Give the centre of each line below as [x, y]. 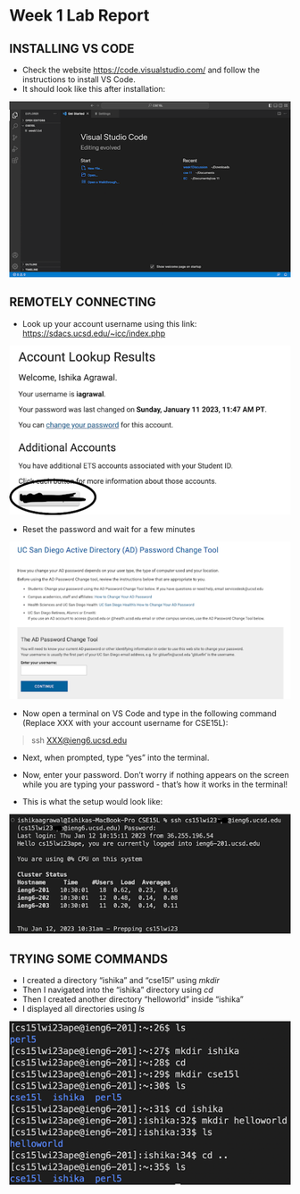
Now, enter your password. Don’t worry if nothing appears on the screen [155, 774]
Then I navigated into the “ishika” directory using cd [118, 989]
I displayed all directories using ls [83, 1008]
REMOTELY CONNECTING [83, 302]
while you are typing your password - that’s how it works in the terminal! [155, 784]
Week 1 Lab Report [79, 16]
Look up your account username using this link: [109, 323]
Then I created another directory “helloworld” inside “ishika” [133, 999]
